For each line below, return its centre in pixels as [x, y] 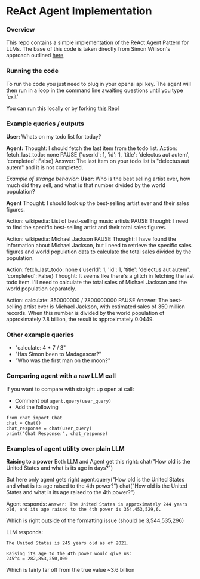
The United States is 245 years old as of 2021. [68, 543]
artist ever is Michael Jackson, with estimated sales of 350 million [104, 307]
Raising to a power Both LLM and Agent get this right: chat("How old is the [98, 461]
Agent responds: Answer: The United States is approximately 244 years [97, 504]
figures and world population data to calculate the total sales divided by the [99, 252]
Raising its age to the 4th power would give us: [69, 553]
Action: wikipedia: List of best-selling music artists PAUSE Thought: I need [97, 221]
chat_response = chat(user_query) [49, 428]
